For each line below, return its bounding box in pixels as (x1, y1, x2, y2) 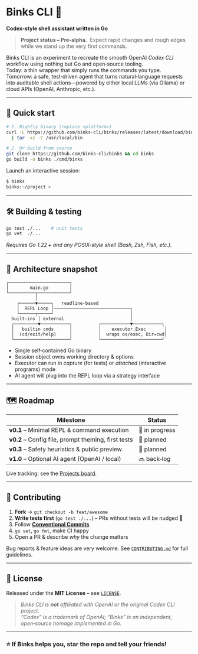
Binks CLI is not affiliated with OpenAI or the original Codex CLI (20, 601, 175, 608)
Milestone (57, 416, 85, 424)
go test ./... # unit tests (6, 225, 83, 231)
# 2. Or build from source (6, 145, 72, 151)
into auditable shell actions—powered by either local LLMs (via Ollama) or (6, 79, 185, 86)
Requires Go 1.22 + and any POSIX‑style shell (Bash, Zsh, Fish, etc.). (6, 242, 172, 249)
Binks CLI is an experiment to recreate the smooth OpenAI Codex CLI (6, 54, 174, 61)
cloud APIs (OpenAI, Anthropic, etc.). (6, 85, 96, 92)
